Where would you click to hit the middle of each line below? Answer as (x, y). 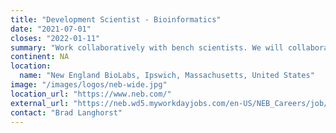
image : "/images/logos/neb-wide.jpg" (89, 85)
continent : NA (40, 57)
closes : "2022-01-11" (55, 38)
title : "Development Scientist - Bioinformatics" (116, 19)
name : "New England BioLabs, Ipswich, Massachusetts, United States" (167, 76)
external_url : (40, 103)
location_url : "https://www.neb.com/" (91, 94)
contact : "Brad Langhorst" (66, 112)
